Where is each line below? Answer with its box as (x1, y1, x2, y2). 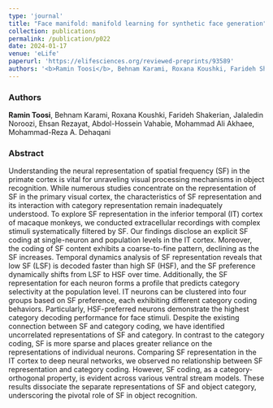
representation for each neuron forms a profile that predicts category (8, 278, 240, 289)
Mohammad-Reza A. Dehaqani (8, 128, 111, 137)
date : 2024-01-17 (8, 42, 67, 50)
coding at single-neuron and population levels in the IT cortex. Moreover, (8, 235, 253, 245)
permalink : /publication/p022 (8, 34, 111, 43)
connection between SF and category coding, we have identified (8, 322, 225, 332)
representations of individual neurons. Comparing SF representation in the (8, 347, 258, 358)
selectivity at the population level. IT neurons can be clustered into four (8, 287, 247, 297)
